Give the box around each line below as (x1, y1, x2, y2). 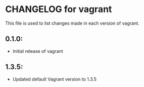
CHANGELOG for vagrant (5, 4, 112, 15)
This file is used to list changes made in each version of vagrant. (5, 20, 140, 26)
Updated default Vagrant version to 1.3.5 (12, 76, 97, 82)
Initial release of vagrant (12, 48, 63, 54)
